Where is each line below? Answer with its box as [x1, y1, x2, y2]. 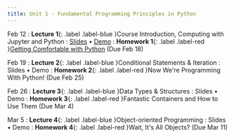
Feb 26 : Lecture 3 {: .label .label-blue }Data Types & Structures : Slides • [7, 87, 218, 95]
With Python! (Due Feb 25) [7, 73, 84, 82]
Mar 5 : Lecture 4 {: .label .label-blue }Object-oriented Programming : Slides [7, 115, 226, 124]
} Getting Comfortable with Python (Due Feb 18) [7, 44, 144, 53]
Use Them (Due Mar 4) [7, 101, 74, 110]
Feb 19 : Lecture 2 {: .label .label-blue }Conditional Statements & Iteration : [7, 58, 221, 67]
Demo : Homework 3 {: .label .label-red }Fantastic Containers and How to [7, 94, 219, 103]
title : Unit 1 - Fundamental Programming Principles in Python [7, 10, 197, 18]
